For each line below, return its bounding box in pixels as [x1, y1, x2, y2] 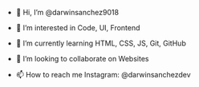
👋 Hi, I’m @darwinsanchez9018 [15, 8, 119, 17]
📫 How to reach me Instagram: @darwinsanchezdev [15, 70, 191, 79]
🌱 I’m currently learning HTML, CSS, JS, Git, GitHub [15, 38, 186, 48]
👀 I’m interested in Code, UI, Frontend [15, 23, 140, 32]
